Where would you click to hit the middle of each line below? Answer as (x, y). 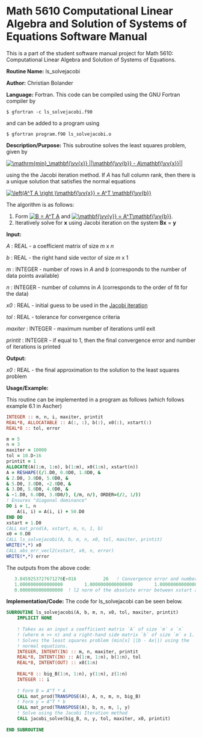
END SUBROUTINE (25, 730)
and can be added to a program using (53, 123)
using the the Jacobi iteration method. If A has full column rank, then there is (101, 175)
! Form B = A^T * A (41, 691)
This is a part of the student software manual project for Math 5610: (90, 53)
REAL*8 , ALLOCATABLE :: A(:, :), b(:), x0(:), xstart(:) (79, 422)
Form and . (94, 216)
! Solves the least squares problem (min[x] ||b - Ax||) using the (103, 640)
